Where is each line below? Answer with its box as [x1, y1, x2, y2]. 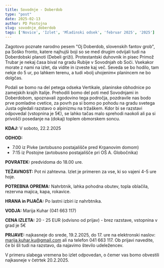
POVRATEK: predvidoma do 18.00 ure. [5, 159, 83, 165]
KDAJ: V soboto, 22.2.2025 [5, 125, 61, 131]
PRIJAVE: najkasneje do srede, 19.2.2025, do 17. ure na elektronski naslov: [5, 232, 156, 238]
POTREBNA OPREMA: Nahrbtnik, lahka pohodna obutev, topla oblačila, [5, 183, 149, 189]
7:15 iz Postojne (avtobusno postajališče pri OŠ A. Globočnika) [12, 149, 138, 155]
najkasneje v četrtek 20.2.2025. [5, 257, 70, 263]
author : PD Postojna [5, 21, 48, 26]
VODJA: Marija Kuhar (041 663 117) [5, 208, 77, 213]
